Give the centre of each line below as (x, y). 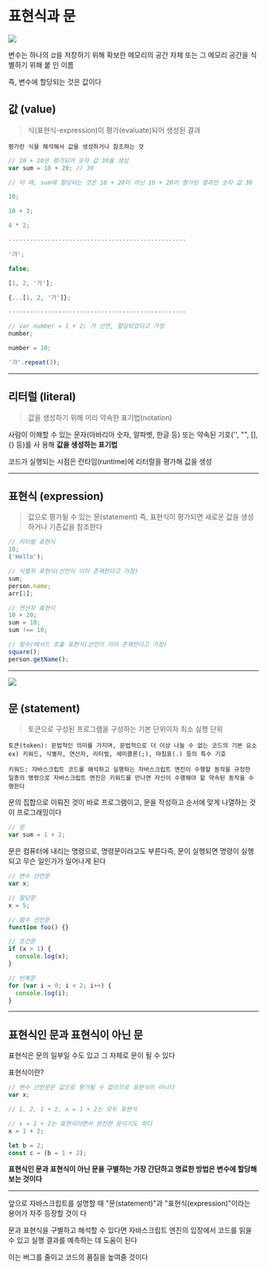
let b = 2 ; (26, 1145)
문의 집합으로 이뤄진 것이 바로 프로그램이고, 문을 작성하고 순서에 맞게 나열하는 (128, 803)
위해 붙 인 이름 (51, 65)
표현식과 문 (42, 16)
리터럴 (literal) (43, 397)
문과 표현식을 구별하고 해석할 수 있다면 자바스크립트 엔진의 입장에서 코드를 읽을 (130, 1230)
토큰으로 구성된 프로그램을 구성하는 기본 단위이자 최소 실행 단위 (125, 729)
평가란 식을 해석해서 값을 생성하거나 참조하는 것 (76, 147)
